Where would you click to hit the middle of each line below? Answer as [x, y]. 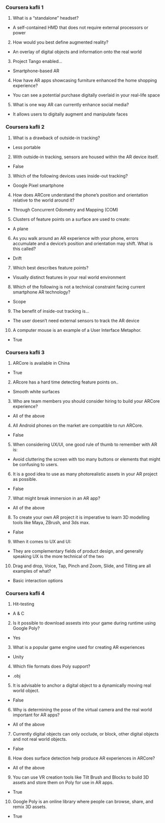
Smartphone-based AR [36, 71]
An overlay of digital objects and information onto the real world [77, 52]
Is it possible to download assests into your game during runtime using [84, 623]
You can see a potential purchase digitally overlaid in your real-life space [86, 95]
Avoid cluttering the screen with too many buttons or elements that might [86, 459]
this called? [24, 249]
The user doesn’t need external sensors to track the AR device [76, 321]
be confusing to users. [35, 464]
